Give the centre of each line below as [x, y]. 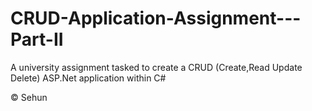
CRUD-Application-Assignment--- [156, 18]
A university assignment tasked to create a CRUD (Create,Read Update [156, 67]
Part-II [37, 39]
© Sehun [29, 97]
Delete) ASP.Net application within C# [88, 78]
